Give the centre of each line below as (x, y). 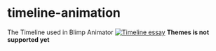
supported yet (28, 39)
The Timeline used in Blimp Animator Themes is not (108, 32)
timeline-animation (64, 13)
